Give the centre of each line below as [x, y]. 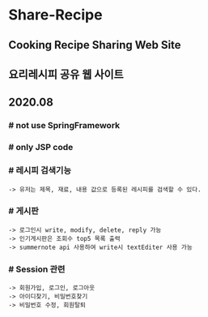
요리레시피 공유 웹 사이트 [66, 74]
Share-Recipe [55, 15]
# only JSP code [41, 148]
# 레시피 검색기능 [40, 170]
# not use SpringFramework [64, 126]
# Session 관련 [37, 269]
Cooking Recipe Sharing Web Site [95, 45]
